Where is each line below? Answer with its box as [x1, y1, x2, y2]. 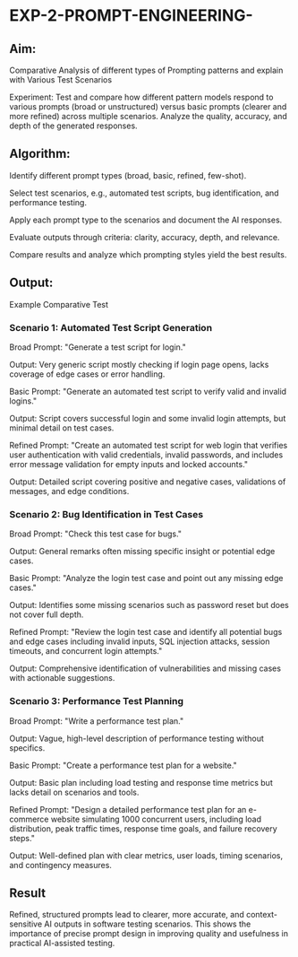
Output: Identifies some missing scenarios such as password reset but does [9, 600, 289, 611]
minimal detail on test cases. [9, 422, 115, 433]
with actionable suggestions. [9, 673, 115, 683]
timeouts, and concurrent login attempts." [9, 646, 163, 657]
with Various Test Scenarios [9, 74, 113, 85]
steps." [9, 832, 36, 843]
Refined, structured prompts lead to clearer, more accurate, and [9, 909, 244, 920]
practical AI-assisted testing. [9, 938, 115, 949]
